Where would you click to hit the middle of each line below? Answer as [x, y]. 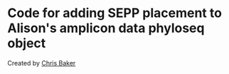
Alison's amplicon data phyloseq [106, 28]
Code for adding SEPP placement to [115, 13]
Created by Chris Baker [42, 63]
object [27, 43]
